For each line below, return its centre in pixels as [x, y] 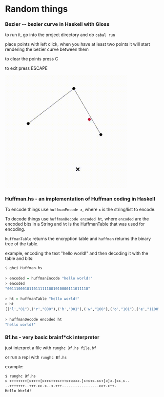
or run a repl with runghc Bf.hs [36, 357]
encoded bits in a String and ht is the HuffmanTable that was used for [75, 224]
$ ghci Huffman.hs [24, 268]
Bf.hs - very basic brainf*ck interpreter [52, 337]
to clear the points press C [32, 59]
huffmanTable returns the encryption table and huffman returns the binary [78, 239]
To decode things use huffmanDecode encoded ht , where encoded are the [77, 219]
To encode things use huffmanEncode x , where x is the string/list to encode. [80, 209]
